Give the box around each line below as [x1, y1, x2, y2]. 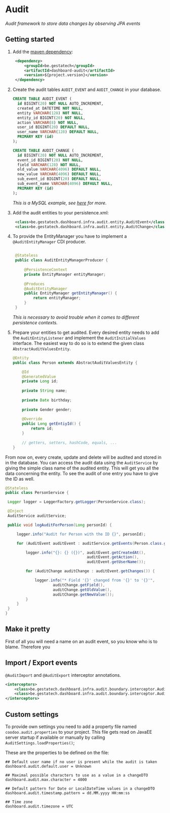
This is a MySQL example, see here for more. [12, 200, 107, 206]
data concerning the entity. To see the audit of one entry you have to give [5, 470, 158, 476]
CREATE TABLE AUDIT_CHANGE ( [12, 148, 74, 153]
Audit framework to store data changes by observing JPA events [5, 20, 141, 26]
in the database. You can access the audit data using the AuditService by [5, 459, 158, 465]
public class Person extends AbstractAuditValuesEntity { [12, 360, 138, 365]
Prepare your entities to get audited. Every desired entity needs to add [12, 329, 159, 335]
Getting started [5, 35, 55, 44]
